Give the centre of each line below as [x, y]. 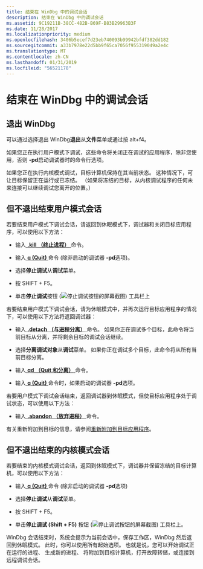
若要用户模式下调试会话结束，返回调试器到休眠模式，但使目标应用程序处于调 [101, 396]
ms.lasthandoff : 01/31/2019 [42, 62]
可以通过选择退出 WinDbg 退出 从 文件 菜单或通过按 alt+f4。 [78, 140]
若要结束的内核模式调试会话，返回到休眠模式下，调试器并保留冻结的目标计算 [101, 465]
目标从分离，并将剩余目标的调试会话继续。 [73, 337]
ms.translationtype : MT [36, 51]
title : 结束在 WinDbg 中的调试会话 [47, 12]
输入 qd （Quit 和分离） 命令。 [53, 370]
